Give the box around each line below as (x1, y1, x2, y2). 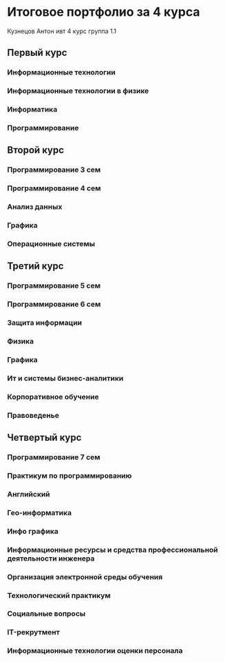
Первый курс (7, 47, 67, 59)
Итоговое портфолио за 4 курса (7, 4, 201, 20)
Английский (7, 489, 50, 499)
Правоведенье (7, 410, 60, 420)
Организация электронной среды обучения (7, 572, 163, 581)
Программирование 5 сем (7, 281, 101, 290)
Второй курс (7, 144, 64, 156)
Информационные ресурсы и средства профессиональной (7, 545, 218, 554)
